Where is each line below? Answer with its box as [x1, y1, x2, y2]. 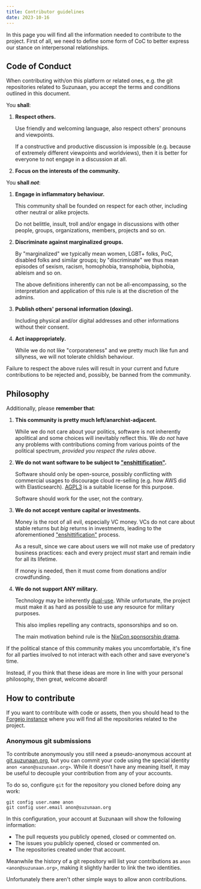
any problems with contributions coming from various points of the [14, 441, 180, 448]
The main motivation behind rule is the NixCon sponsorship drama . [14, 633, 181, 640]
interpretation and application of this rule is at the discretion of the [14, 287, 179, 295]
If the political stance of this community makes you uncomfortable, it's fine [6, 645, 191, 652]
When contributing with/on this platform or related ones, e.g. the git [6, 77, 173, 84]
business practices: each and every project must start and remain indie [14, 549, 191, 557]
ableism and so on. [14, 269, 62, 277]
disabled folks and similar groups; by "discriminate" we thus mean [14, 256, 179, 264]
